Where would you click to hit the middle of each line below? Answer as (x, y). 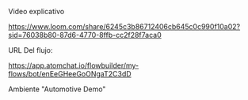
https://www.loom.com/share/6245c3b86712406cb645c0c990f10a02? (124, 26)
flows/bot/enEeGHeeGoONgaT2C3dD (70, 74)
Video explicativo (36, 11)
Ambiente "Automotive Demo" (57, 89)
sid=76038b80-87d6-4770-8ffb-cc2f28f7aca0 (85, 35)
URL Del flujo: (31, 50)
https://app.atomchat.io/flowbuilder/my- (74, 65)
